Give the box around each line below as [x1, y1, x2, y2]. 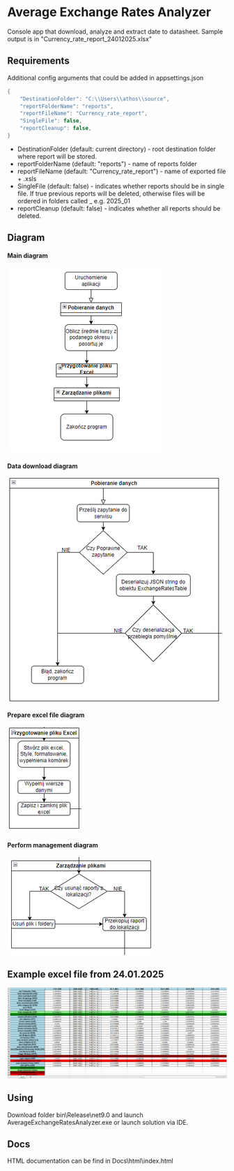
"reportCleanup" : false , [19, 125, 92, 132]
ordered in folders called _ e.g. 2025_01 [17, 196, 131, 205]
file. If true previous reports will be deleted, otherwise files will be [17, 189, 205, 198]
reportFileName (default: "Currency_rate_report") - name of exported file [17, 167, 226, 175]
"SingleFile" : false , [19, 117, 82, 124]
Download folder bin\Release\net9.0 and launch [7, 1110, 144, 1119]
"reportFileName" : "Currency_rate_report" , [19, 110, 148, 117]
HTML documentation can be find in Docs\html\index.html [7, 1157, 173, 1165]
